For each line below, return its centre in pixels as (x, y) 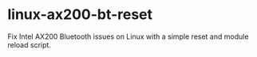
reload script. (29, 44)
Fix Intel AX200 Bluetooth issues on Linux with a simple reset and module (128, 36)
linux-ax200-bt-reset (80, 15)
